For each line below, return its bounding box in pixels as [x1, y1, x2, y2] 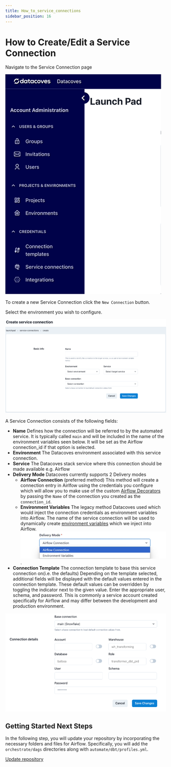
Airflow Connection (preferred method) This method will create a [20, 477, 159, 483]
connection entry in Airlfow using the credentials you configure [20, 482, 153, 489]
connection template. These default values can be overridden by [12, 582, 149, 588]
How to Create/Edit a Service [5, 36, 130, 48]
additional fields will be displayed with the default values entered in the [12, 576, 162, 582]
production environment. [12, 603, 65, 609]
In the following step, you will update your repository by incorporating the [5, 735, 160, 741]
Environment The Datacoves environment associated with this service [12, 450, 161, 456]
